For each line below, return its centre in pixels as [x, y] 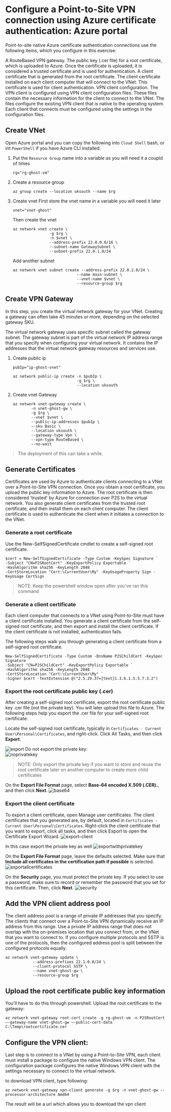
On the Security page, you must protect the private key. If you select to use [84, 877]
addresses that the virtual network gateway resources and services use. [81, 348]
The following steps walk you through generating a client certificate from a [83, 641]
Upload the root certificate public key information [85, 991]
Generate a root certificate [39, 533]
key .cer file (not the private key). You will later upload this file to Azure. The [85, 708]
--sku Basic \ [46, 426]
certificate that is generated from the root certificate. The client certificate [83, 76]
